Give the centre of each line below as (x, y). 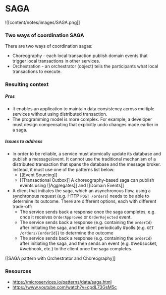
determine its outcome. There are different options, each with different (84, 201)
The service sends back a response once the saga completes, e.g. (88, 212)
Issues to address (24, 141)
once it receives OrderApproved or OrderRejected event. (76, 217)
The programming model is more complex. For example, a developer (82, 119)
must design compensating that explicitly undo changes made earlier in (85, 125)
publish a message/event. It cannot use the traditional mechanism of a (84, 159)
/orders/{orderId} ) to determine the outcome (66, 233)
